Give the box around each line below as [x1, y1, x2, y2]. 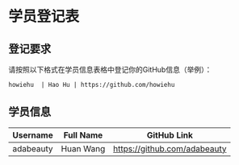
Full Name [63, 130, 103, 141]
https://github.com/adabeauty [112, 142, 227, 154]
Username [12, 130, 54, 141]
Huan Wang [61, 142, 106, 154]
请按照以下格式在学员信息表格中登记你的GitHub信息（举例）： [8, 65, 212, 74]
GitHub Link [146, 130, 194, 141]
